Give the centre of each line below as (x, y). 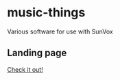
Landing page (37, 53)
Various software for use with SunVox (60, 31)
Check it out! (25, 69)
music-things (46, 13)
